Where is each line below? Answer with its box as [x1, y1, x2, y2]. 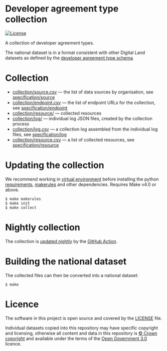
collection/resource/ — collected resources [12, 110, 102, 116]
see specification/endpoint [12, 104, 68, 110]
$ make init [5, 200, 30, 205]
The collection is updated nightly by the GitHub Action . [5, 238, 118, 244]
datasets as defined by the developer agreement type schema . [5, 54, 135, 60]
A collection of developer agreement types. [5, 39, 94, 45]
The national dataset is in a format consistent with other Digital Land [5, 49, 146, 55]
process [12, 120, 29, 126]
